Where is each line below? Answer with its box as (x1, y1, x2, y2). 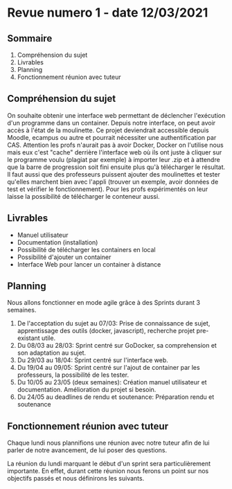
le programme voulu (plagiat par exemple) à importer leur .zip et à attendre (7, 155, 220, 163)
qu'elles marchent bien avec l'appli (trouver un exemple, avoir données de (7, 177, 219, 186)
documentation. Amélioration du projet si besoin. (17, 386, 157, 394)
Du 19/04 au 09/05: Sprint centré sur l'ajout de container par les (17, 364, 200, 372)
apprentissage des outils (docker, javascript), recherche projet (17, 327, 195, 335)
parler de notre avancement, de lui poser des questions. (7, 446, 168, 454)
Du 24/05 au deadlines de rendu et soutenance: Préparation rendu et (17, 393, 215, 401)
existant (17, 334, 40, 342)
